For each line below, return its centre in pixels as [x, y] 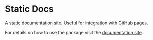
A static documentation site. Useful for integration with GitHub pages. [77, 23]
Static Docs [29, 9]
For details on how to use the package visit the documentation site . [74, 32]
